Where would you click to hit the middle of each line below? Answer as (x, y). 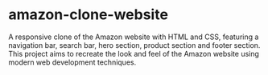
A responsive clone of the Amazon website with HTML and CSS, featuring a (134, 37)
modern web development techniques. (72, 62)
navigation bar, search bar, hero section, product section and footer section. (134, 45)
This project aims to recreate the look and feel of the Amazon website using (134, 53)
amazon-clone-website (89, 15)
